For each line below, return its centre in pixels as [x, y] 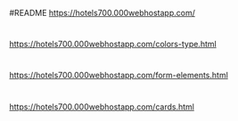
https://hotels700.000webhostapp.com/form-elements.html [119, 76]
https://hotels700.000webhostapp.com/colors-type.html [113, 44]
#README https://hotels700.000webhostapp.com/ [103, 13]
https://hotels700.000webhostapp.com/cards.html [102, 107]
